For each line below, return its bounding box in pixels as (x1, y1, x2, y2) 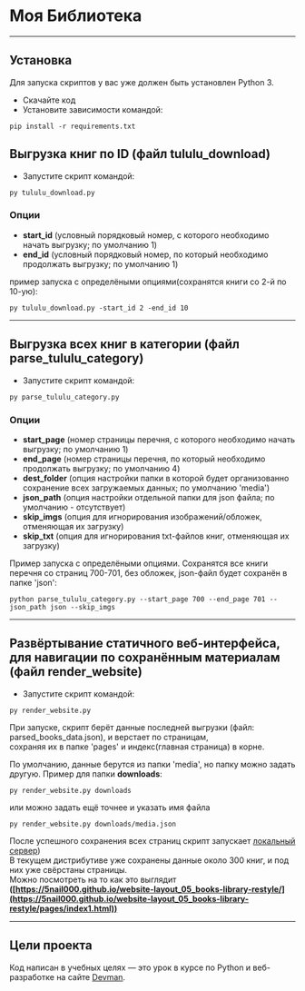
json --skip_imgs (49, 602, 116, 611)
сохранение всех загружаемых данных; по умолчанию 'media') (22, 482, 271, 493)
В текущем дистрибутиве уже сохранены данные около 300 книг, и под (9, 855, 290, 866)
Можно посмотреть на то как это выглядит (9, 874, 177, 885)
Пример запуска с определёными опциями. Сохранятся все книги (9, 558, 269, 569)
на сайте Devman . (55, 971, 125, 982)
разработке (9, 971, 54, 982)
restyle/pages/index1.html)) (9, 903, 118, 914)
